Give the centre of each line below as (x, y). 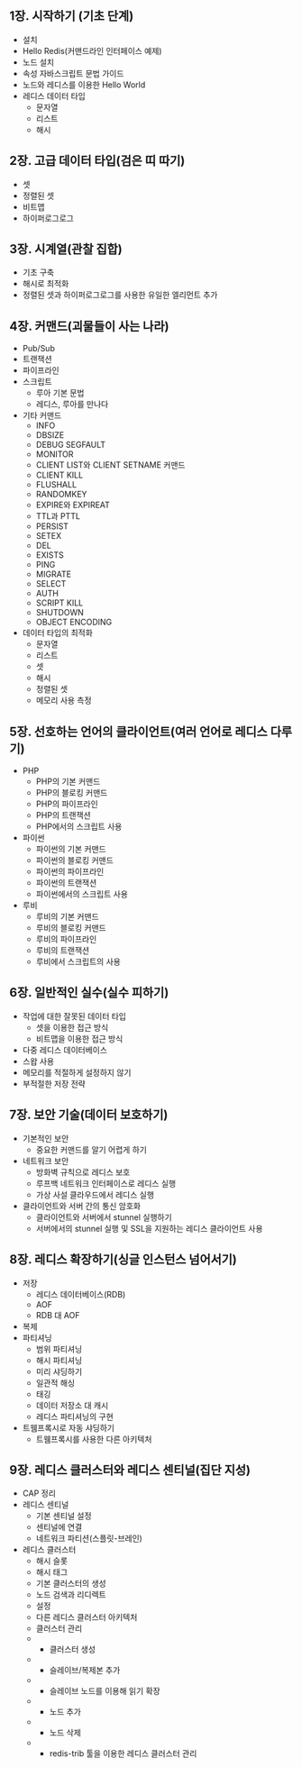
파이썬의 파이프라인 (70, 871)
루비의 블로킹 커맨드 (71, 928)
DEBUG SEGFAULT (71, 445)
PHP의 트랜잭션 (64, 815)
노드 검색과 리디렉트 (71, 1595)
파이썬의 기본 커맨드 (71, 849)
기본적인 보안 (46, 1138)
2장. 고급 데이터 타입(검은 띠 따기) (97, 161)
